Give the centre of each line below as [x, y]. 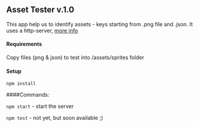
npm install [21, 84]
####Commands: [28, 95]
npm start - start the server [40, 106]
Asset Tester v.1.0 [40, 10]
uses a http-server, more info [42, 30]
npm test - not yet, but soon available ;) [55, 118]
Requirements [24, 44]
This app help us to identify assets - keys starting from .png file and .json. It [99, 24]
